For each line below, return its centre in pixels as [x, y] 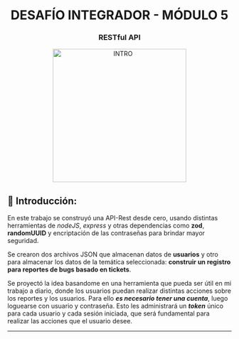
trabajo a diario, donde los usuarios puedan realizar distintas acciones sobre [119, 291]
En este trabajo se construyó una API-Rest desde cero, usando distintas [113, 218]
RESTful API [119, 38]
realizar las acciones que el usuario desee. [70, 321]
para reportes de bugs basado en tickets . [69, 269]
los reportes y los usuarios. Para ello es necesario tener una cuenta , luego [118, 298]
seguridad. [23, 241]
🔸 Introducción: [42, 201]
